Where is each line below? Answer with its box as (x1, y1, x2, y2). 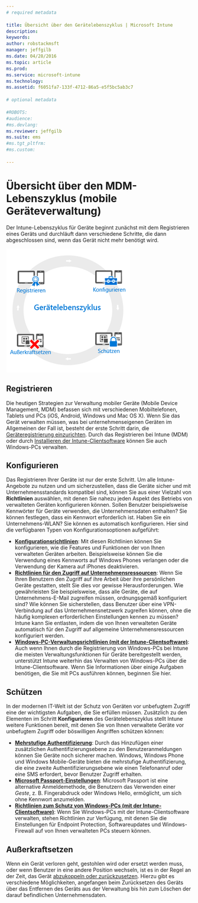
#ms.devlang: (6, 122, 38, 128)
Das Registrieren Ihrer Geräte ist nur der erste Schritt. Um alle (6, 476, 156, 483)
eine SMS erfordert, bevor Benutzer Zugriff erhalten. (14, 771, 143, 778)
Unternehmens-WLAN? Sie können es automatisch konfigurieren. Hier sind (6, 520, 189, 527)
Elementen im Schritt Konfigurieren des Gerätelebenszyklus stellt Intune (6, 716, 183, 723)
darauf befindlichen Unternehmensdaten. (6, 891, 107, 898)
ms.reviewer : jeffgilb (6, 128, 62, 134)
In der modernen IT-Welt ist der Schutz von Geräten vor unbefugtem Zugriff (6, 703, 190, 710)
